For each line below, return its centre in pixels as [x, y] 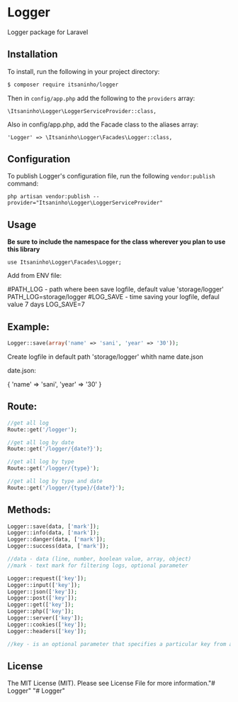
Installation [33, 54]
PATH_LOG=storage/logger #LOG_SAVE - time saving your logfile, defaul [113, 297]
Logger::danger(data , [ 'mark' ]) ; [57, 540]
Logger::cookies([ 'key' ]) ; [47, 625]
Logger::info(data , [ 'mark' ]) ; [53, 533]
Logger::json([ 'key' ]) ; [42, 592]
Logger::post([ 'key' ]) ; [42, 598]
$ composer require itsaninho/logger [63, 85]
